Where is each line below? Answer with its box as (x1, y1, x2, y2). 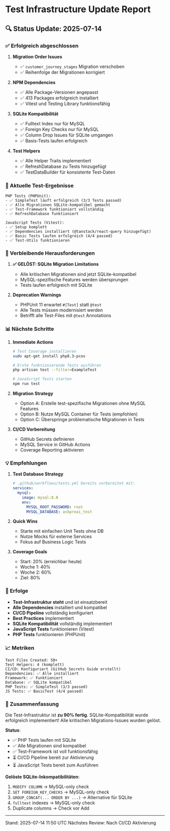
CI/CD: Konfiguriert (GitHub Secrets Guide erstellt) (5, 667, 121, 672)
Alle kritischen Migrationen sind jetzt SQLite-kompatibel (20, 271, 137, 278)
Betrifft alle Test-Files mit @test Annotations (20, 313, 111, 319)
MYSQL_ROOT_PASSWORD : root (26, 504, 83, 509)
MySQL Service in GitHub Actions (20, 441, 91, 447)
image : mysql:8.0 (22, 495, 58, 500)
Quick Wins (12, 518, 38, 525)
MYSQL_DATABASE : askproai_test (26, 509, 93, 514)
